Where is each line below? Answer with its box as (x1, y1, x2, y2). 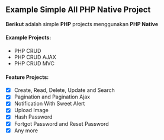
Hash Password (14, 113, 53, 120)
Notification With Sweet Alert (14, 100, 85, 107)
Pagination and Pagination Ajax (14, 93, 90, 100)
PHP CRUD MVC (14, 60, 54, 67)
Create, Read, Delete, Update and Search (14, 87, 115, 94)
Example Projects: (5, 34, 52, 41)
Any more (14, 127, 38, 134)
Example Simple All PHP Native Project (5, 5, 151, 15)
